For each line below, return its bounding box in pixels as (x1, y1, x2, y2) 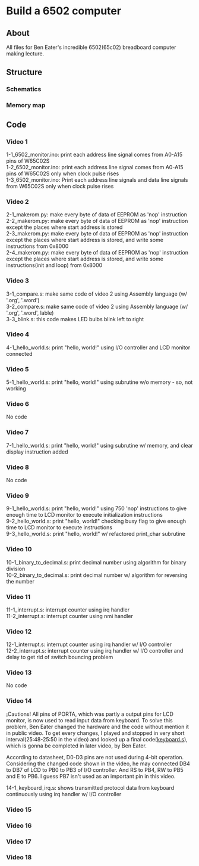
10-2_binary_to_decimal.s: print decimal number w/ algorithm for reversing (6, 571, 188, 579)
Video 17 (6, 837, 31, 846)
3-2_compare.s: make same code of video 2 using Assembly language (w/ (6, 303, 188, 310)
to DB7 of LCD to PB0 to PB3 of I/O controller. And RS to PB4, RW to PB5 (6, 766, 184, 773)
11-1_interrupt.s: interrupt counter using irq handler (6, 606, 129, 613)
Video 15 (6, 805, 31, 814)
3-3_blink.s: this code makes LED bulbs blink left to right (6, 315, 144, 322)
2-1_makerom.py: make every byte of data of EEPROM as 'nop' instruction (6, 211, 187, 218)
